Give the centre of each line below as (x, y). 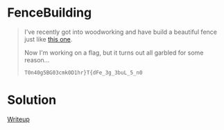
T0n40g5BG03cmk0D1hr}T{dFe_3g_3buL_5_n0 (83, 73)
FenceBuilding (50, 13)
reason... (37, 59)
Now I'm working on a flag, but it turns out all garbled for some (114, 53)
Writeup (18, 119)
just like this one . (48, 39)
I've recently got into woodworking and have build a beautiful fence (120, 32)
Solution (32, 100)
